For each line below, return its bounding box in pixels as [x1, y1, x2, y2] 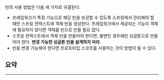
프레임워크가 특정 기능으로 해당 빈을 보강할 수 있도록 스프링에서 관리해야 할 [12, 15, 155, 20]
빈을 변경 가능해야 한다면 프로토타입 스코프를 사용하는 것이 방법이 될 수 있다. [12, 45, 157, 51]
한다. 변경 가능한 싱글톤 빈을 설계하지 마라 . [21, 39, 101, 45]
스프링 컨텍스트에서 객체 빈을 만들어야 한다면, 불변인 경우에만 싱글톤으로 [12, 33, 149, 39]
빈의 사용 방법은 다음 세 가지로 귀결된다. [5, 4, 81, 10]
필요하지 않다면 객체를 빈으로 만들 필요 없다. [17, 27, 101, 33]
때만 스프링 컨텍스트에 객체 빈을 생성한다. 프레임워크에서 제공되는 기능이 [12, 21, 149, 26]
